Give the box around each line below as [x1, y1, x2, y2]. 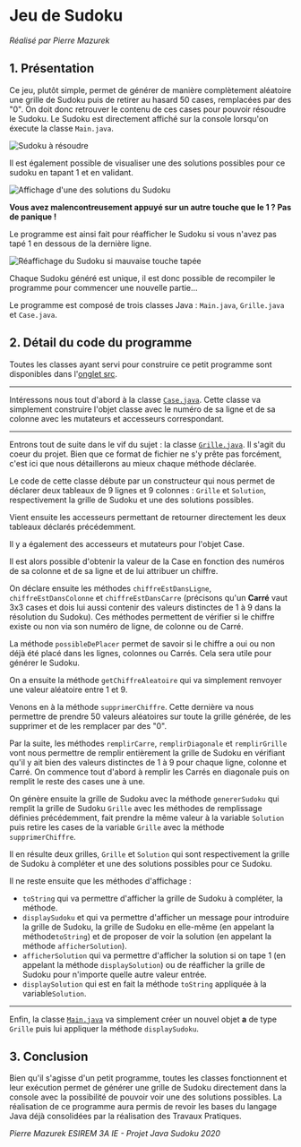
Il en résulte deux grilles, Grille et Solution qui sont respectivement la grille [9, 848, 290, 860]
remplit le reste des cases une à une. [9, 775, 146, 786]
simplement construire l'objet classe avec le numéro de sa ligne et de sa [9, 404, 276, 415]
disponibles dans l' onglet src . [9, 368, 118, 379]
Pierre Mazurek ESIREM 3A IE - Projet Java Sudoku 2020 [9, 1128, 221, 1139]
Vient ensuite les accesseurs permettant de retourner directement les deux [9, 511, 287, 522]
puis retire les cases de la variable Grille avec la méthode [9, 821, 225, 833]
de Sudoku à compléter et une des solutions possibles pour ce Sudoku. [9, 858, 273, 869]
